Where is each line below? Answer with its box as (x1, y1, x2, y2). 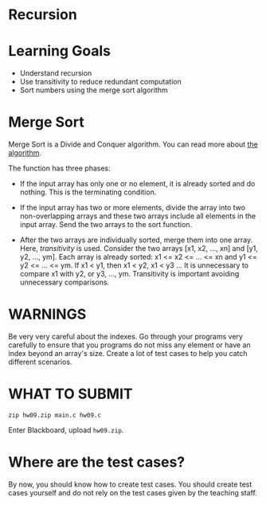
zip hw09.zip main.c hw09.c (8, 411, 102, 419)
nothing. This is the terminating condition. (19, 187, 157, 197)
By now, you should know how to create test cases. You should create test (8, 480, 252, 489)
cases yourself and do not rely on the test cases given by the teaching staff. (8, 487, 257, 497)
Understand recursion (19, 69, 92, 78)
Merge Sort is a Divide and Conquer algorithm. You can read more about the (8, 139, 259, 149)
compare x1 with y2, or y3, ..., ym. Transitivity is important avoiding (19, 269, 240, 279)
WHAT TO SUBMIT (8, 385, 133, 403)
